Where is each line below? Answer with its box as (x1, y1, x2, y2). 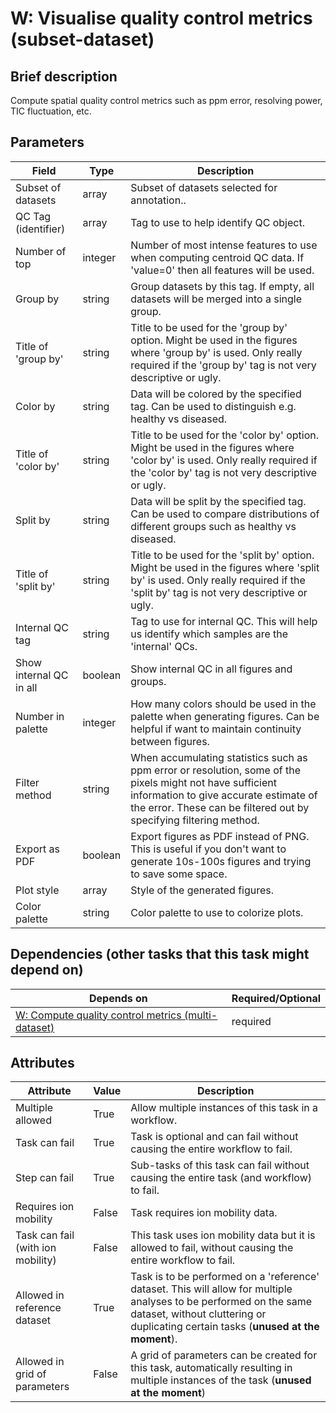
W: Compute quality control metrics (15, 1008, 182, 1022)
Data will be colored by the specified (130, 387, 302, 401)
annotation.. (130, 193, 187, 207)
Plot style (15, 883, 60, 897)
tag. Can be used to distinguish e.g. (130, 399, 297, 413)
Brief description (10, 68, 118, 85)
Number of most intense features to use (130, 238, 318, 252)
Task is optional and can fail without (130, 1130, 299, 1144)
